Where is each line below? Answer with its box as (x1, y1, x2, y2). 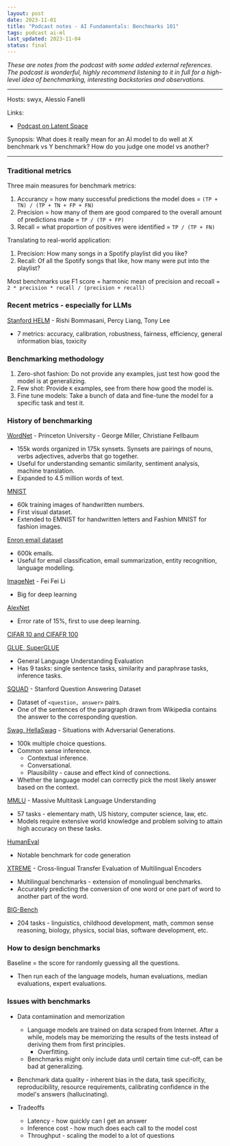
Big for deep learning (16, 590, 77, 598)
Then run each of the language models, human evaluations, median (16, 972, 207, 980)
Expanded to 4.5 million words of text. (16, 474, 125, 482)
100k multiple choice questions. (16, 739, 107, 748)
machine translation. (16, 467, 75, 475)
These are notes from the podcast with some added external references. (7, 61, 213, 69)
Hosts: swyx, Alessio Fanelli (7, 95, 86, 103)
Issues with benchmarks (7, 997, 91, 1007)
